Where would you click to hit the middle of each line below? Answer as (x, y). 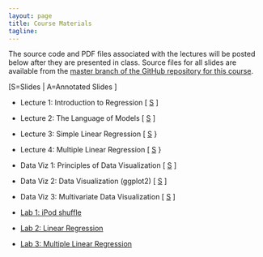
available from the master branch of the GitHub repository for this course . (131, 71)
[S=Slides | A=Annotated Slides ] (63, 87)
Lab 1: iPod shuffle (51, 212)
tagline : (23, 31)
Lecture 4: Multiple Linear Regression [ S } (91, 150)
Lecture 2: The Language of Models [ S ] (88, 118)
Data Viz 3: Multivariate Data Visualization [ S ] (98, 197)
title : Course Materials (50, 24)
